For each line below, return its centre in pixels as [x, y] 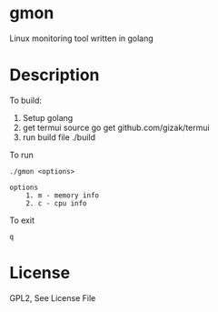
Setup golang [48, 117]
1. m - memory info [63, 195]
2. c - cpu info [57, 203]
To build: [26, 100]
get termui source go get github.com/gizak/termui [116, 127]
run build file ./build [59, 137]
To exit [22, 220]
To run [22, 155]
